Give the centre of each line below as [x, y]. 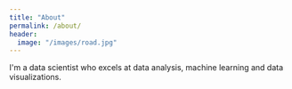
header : [24, 34]
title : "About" [37, 17]
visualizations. [36, 77]
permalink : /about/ [45, 26]
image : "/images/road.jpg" [67, 42]
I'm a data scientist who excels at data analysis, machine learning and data [146, 68]
